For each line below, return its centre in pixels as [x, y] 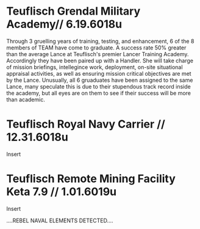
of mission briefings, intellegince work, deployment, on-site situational [95, 67]
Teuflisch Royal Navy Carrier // [86, 124]
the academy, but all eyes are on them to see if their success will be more [98, 93]
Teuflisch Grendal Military [73, 11]
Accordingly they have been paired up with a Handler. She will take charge [100, 60]
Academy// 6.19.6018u [64, 24]
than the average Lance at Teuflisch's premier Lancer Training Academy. [98, 54]
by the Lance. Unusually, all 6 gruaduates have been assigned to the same [100, 80]
